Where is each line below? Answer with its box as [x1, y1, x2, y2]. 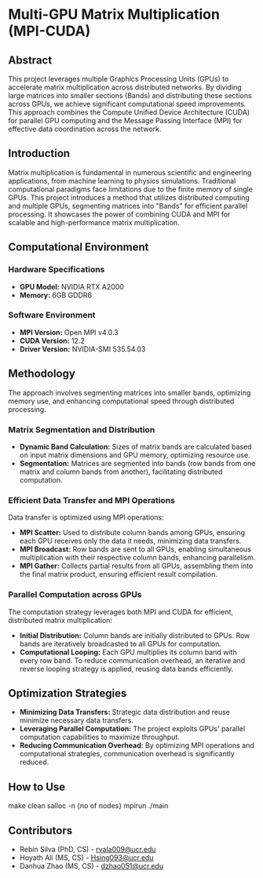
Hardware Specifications [8, 264, 105, 275]
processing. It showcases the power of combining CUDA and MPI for [8, 209, 231, 219]
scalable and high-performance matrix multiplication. [8, 217, 180, 227]
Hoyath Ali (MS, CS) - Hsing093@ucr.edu [19, 853, 154, 862]
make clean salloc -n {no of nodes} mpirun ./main [8, 801, 169, 811]
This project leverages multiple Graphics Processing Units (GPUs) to [8, 75, 229, 83]
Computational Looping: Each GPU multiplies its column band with [19, 647, 237, 657]
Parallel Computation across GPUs [8, 589, 143, 600]
